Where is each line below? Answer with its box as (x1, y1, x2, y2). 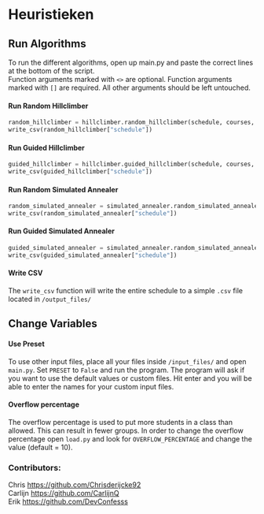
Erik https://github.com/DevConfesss (8, 497, 128, 506)
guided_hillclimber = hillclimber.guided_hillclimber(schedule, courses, (8, 160, 255, 169)
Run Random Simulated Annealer (8, 184, 119, 194)
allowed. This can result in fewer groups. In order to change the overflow (8, 426, 244, 435)
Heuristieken (8, 6, 94, 24)
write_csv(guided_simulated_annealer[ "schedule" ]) (8, 251, 178, 259)
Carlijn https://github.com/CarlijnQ (8, 489, 119, 498)
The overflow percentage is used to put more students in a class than (8, 417, 233, 426)
